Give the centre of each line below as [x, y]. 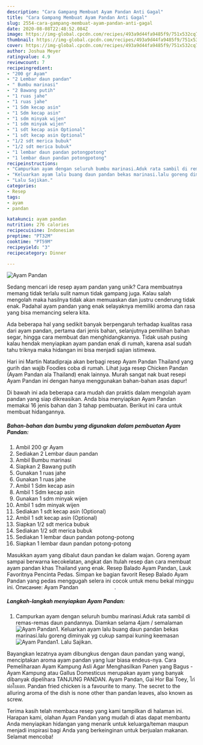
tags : [14, 197]
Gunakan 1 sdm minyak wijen [52, 499]
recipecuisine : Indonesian [41, 231]
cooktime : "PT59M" [30, 241]
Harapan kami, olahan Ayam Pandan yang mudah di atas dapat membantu [98, 718]
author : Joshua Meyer [34, 51]
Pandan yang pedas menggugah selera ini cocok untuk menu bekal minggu [100, 581]
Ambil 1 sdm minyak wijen [48, 505]
